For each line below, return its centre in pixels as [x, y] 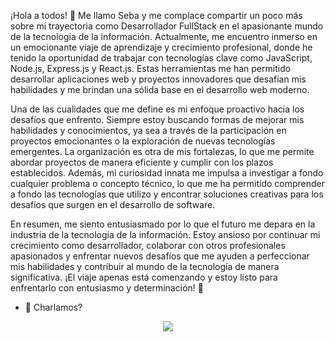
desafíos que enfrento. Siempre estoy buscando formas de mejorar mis [157, 119]
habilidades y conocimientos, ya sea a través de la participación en [148, 130]
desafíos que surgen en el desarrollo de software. [113, 204]
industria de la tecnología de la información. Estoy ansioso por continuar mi [165, 234]
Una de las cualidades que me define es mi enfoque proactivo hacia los [157, 109]
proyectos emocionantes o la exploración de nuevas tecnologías [143, 141]
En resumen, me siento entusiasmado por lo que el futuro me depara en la [163, 224]
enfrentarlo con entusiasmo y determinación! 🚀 [107, 288]
